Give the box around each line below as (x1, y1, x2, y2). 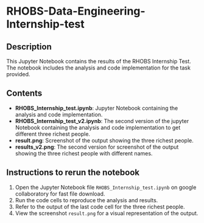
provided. (6, 71, 30, 77)
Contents (6, 88, 43, 99)
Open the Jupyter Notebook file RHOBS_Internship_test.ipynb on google (15, 183, 197, 191)
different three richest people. (15, 130, 90, 138)
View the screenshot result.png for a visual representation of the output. (15, 209, 199, 217)
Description (6, 41, 52, 52)
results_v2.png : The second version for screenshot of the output (15, 143, 179, 150)
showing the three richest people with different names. (15, 149, 153, 157)
